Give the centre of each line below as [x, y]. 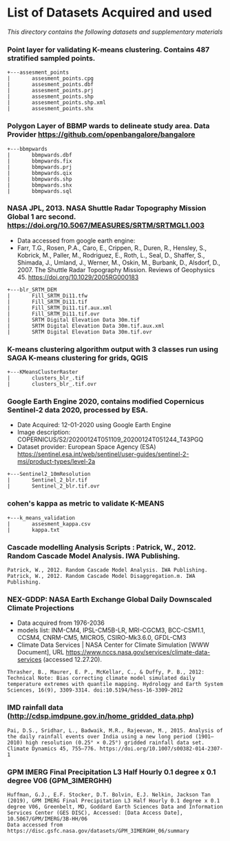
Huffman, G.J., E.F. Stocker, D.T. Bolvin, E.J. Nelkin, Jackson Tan [109, 795]
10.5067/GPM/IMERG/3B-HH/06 [48, 819]
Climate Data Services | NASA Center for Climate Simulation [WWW [113, 645]
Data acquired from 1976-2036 [61, 623]
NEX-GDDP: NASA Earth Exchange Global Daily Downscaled [109, 599]
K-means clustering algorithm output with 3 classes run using [113, 349]
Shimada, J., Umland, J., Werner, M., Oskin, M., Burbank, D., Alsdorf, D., [118, 262]
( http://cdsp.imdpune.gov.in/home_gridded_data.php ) [101, 716]
